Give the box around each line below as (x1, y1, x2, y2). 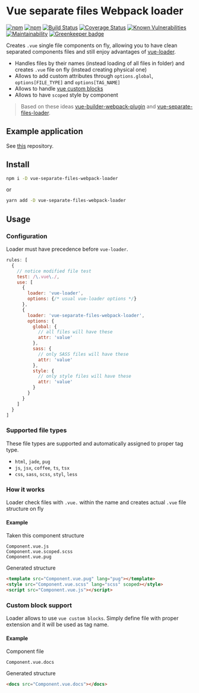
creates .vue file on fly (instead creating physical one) (14, 66, 147, 73)
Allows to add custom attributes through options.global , (14, 72, 153, 79)
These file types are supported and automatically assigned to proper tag (6, 440, 184, 447)
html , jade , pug (14, 458, 50, 465)
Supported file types (6, 426, 67, 434)
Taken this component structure (6, 532, 84, 539)
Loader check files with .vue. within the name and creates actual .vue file (6, 499, 187, 506)
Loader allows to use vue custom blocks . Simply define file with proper (6, 615, 179, 622)
